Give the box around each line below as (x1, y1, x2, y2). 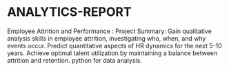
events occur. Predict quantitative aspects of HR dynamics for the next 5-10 (7, 41, 222, 50)
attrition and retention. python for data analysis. (7, 56, 143, 64)
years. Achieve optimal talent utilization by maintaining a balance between (7, 49, 218, 57)
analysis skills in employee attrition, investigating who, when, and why (7, 34, 206, 42)
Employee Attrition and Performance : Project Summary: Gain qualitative (7, 27, 212, 35)
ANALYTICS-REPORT (7, 4, 132, 20)
